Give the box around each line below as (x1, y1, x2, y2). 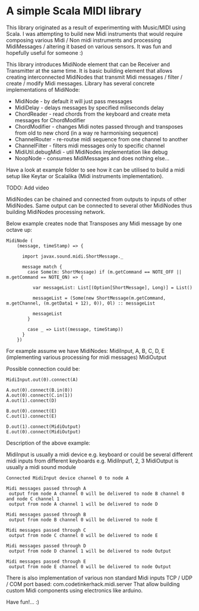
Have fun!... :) (6, 598, 40, 606)
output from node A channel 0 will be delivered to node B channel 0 (8, 491, 185, 497)
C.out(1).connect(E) (6, 413, 58, 419)
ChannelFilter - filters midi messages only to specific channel (14, 142, 165, 149)
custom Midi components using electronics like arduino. (6, 587, 143, 594)
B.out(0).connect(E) (6, 408, 58, 414)
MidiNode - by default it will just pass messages (14, 97, 132, 105)
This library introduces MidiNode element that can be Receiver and (6, 61, 170, 68)
